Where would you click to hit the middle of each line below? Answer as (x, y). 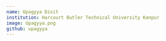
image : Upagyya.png (31, 23)
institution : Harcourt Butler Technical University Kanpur (83, 17)
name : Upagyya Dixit (33, 12)
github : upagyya (27, 29)
